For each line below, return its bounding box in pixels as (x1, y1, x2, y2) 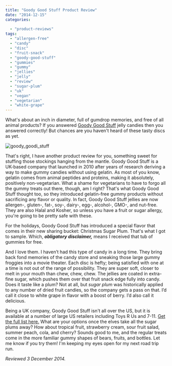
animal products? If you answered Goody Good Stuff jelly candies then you (5, 122, 163, 128)
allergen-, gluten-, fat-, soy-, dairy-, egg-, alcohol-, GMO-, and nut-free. (5, 202, 158, 208)
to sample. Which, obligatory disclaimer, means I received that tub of (5, 233, 153, 240)
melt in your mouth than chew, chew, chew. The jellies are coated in (5, 271, 148, 277)
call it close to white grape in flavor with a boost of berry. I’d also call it (5, 292, 154, 298)
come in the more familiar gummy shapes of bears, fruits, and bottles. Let (5, 335, 160, 341)
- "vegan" (10, 93, 31, 98)
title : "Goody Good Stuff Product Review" (5, 7, 97, 13)
